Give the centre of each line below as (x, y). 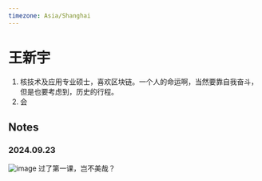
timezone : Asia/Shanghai (50, 16)
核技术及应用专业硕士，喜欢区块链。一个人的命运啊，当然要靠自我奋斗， (139, 82)
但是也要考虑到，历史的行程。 (69, 91)
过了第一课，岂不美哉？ (77, 168)
